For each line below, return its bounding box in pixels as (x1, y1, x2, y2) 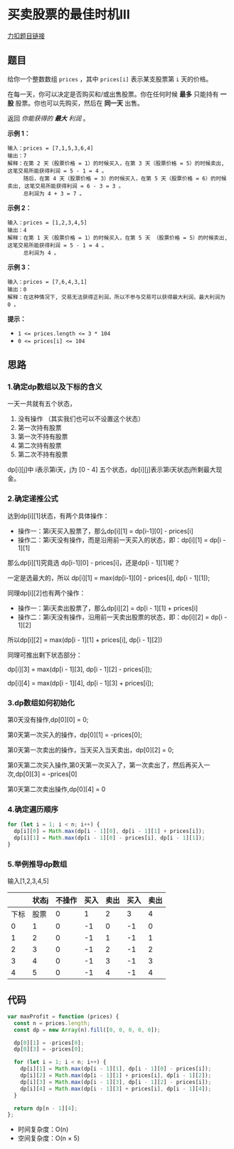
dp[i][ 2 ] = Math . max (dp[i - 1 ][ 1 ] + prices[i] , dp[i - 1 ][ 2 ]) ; (20, 1072, 212, 1079)
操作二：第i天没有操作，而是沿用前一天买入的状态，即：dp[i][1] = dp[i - (17, 536, 226, 544)
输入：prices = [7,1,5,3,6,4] (7, 144, 94, 152)
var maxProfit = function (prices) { (7, 1013, 119, 1020)
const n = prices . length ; (14, 1019, 91, 1027)
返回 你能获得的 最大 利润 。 (7, 113, 90, 122)
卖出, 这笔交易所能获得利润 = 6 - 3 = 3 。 (7, 183, 124, 190)
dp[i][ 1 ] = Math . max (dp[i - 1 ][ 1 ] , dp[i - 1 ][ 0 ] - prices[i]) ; (20, 1066, 212, 1073)
